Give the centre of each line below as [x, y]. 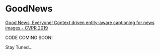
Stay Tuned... [19, 47]
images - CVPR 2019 [27, 27]
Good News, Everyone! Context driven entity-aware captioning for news [80, 22]
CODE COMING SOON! [29, 37]
